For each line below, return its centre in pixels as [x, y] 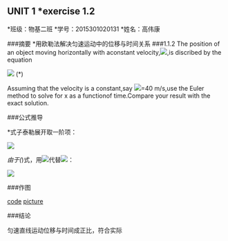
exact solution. [28, 102]
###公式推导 [25, 117]
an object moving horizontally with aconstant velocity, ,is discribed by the [114, 52]
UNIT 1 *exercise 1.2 [51, 11]
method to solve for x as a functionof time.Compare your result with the [109, 96]
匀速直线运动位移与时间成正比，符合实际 [65, 230]
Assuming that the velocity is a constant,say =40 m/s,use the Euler [106, 88]
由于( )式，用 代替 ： [41, 159]
